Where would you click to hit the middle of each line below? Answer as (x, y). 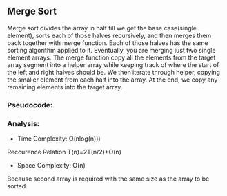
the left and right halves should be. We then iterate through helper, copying (114, 72)
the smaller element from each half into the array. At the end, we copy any (112, 80)
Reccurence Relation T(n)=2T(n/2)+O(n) (65, 152)
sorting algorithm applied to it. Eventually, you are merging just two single (111, 50)
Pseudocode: (30, 105)
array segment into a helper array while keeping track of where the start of (113, 64)
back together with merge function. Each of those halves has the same (108, 43)
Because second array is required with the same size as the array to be (108, 179)
